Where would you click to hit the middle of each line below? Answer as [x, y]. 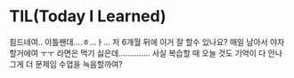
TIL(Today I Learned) [88, 16]
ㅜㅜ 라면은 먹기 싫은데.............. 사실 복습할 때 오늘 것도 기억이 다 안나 [161, 53]
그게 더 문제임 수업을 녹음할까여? [66, 64]
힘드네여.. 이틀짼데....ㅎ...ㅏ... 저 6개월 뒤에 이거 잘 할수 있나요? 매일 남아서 [139, 42]
